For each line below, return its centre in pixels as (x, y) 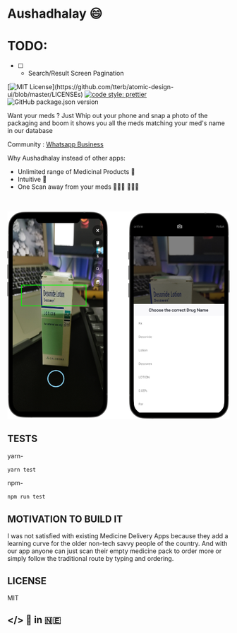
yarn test (22, 470)
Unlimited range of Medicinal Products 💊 (76, 172)
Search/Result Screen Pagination (76, 74)
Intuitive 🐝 (32, 180)
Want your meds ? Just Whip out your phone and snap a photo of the (108, 116)
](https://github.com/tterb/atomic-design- (113, 87)
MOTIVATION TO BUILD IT (65, 519)
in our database (30, 131)
